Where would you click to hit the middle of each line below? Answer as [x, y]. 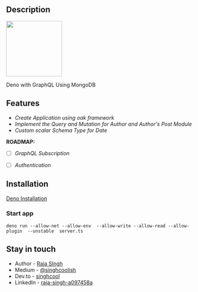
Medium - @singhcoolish [45, 269]
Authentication [33, 165]
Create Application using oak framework [64, 117]
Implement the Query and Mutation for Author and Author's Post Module [103, 124]
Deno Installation [27, 198]
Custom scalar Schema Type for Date [61, 130]
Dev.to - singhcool [37, 276]
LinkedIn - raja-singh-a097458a [54, 282]
